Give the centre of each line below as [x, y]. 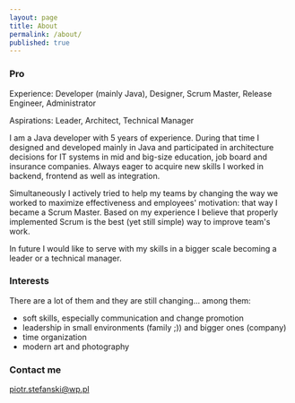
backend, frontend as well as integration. [85, 176]
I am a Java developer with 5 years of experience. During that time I [134, 137]
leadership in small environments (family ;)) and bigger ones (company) [154, 327]
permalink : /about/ [46, 34]
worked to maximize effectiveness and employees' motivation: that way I [143, 202]
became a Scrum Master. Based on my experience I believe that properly [144, 212]
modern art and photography [76, 347]
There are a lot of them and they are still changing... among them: [130, 300]
